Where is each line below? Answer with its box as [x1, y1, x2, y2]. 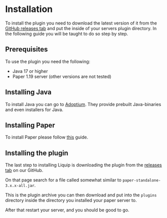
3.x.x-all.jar [5, 183, 35, 188]
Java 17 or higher [12, 68, 48, 74]
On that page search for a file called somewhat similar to [5, 177, 121, 183]
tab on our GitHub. [5, 167, 43, 173]
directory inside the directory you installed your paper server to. [5, 197, 137, 203]
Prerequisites [5, 45, 48, 53]
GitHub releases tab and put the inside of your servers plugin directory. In [5, 25, 156, 31]
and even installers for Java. [5, 106, 63, 112]
